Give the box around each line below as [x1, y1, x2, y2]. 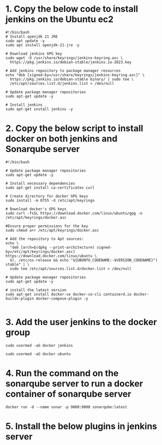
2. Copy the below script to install [5, 123, 144, 134]
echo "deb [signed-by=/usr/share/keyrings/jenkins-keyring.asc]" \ [5, 72, 145, 77]
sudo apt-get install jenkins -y [5, 106, 73, 112]
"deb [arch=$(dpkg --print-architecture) [10, 245, 95, 250]
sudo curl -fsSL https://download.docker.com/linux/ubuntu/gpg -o [5, 211, 143, 215]
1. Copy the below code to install [5, 3, 138, 15]
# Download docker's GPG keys [5, 206, 67, 212]
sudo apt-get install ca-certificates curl [5, 185, 95, 190]
